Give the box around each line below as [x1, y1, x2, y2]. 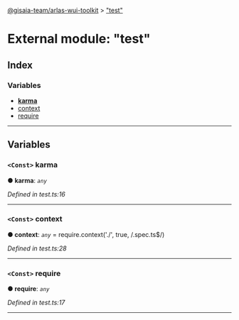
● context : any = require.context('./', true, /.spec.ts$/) [7, 230, 165, 238]
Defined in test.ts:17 [7, 298, 65, 307]
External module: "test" [7, 31, 151, 47]
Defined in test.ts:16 [7, 189, 65, 198]
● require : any [7, 285, 50, 293]
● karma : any [7, 176, 48, 184]
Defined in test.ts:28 [7, 244, 67, 253]
